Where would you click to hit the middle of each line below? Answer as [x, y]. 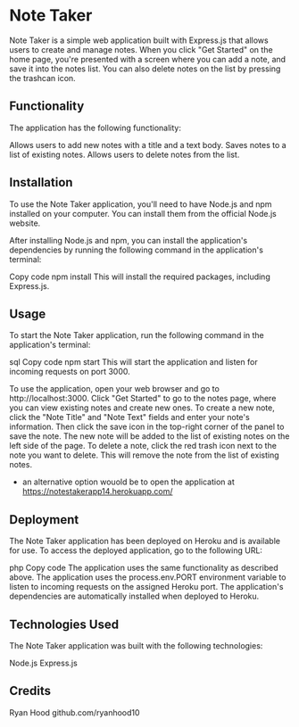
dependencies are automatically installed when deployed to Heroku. [134, 596]
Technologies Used [64, 624]
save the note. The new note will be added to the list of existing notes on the [149, 436]
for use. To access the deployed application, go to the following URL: [136, 550]
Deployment [44, 520]
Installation [41, 182]
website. [25, 223]
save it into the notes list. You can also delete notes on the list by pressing [145, 69]
